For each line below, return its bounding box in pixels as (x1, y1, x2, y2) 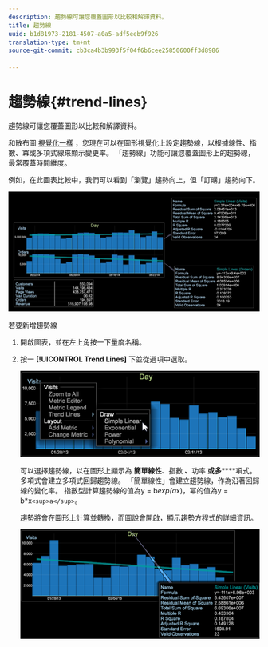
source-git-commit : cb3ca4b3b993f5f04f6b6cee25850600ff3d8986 (8, 46, 219, 55)
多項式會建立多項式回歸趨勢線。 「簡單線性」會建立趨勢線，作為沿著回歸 (19, 476, 260, 485)
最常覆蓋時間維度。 (8, 158, 72, 167)
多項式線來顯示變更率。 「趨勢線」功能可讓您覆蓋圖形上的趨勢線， (35, 148, 255, 158)
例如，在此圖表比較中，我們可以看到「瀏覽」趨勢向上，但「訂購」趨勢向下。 (8, 174, 260, 184)
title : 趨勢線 (8, 21, 52, 30)
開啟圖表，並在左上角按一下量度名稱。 (19, 337, 146, 347)
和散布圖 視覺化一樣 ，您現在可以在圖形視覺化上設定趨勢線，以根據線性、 (8, 138, 250, 147)
